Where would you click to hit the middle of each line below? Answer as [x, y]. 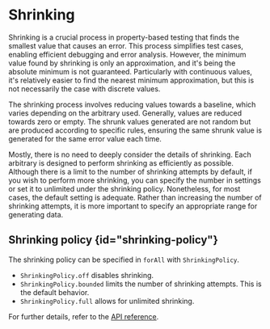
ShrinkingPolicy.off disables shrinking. [87, 275]
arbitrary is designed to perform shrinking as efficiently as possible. [121, 162]
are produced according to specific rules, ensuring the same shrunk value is [135, 130]
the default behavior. [55, 292]
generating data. [36, 214]
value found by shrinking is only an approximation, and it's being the [122, 63]
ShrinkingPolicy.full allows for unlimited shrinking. [107, 301]
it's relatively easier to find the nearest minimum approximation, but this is [131, 80]
